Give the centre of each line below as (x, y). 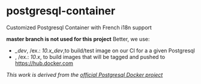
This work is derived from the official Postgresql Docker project (85, 74)
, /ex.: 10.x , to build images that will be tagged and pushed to (90, 57)
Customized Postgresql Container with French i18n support (79, 27)
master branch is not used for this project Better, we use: (78, 39)
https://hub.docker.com (44, 63)
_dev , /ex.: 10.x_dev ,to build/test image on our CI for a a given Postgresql (105, 50)
